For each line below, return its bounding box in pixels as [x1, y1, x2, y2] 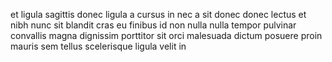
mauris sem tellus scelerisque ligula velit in [10, 40, 187, 52]
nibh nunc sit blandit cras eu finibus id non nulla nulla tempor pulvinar [10, 19, 297, 31]
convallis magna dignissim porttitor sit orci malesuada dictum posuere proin [10, 30, 323, 41]
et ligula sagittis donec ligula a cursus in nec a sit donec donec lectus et [10, 9, 307, 20]
